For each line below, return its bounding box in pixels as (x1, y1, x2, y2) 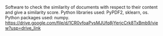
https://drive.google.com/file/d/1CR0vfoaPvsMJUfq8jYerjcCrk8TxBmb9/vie (5, 20, 158, 26)
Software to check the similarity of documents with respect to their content (5, 4, 158, 10)
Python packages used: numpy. (5, 15, 70, 20)
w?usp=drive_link (5, 25, 41, 31)
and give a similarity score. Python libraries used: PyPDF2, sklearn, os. (5, 9, 149, 15)
